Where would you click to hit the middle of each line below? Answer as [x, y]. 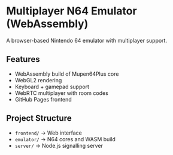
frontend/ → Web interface [48, 133]
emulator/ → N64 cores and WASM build [65, 139]
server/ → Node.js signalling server [59, 145]
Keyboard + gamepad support [52, 87]
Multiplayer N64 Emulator [72, 11]
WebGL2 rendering [38, 80]
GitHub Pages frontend [43, 99]
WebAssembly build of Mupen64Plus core [67, 74]
